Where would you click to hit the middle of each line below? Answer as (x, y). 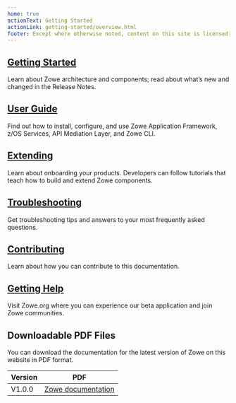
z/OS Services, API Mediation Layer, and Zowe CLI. (81, 133)
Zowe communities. (36, 313)
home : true (23, 14)
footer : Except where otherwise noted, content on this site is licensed (118, 34)
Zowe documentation (80, 389)
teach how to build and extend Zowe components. (80, 180)
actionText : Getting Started (50, 21)
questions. (23, 227)
